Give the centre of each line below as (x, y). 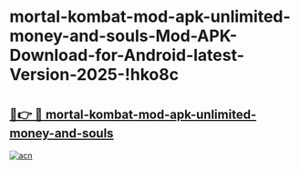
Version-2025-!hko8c (94, 75)
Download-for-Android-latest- (127, 55)
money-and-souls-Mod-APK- (124, 36)
